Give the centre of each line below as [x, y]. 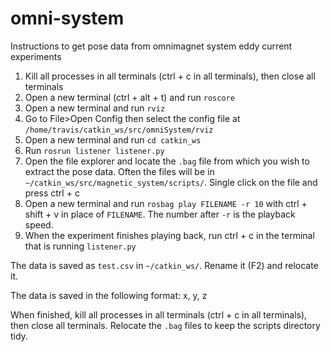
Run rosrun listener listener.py [94, 150]
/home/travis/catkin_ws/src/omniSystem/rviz [119, 130]
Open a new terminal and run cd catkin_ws [113, 139]
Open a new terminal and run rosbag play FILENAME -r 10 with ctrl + [166, 203]
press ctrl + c [52, 193]
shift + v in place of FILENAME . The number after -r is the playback [160, 214]
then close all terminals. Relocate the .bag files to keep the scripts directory [165, 325]
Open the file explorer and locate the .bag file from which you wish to [167, 161]
